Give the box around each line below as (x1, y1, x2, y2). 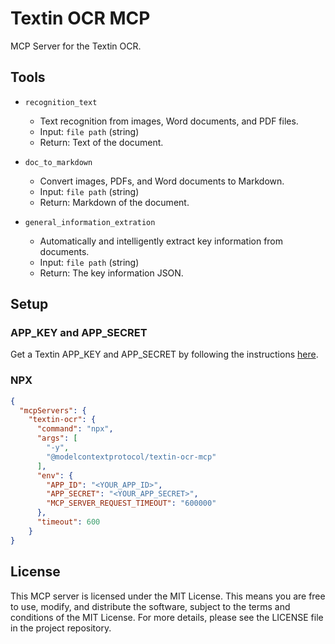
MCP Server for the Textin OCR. (10, 40, 142, 52)
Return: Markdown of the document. (39, 196, 190, 208)
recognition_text (24, 97, 98, 107)
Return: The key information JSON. (39, 267, 184, 279)
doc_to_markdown (24, 157, 93, 167)
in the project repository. (10, 622, 112, 634)
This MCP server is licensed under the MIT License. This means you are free (10, 590, 326, 602)
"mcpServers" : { (19, 405, 87, 416)
